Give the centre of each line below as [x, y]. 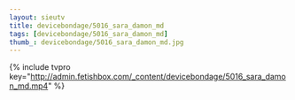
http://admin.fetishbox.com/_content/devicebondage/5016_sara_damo [158, 77]
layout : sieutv [37, 17]
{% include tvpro [40, 67]
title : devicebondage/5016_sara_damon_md [87, 26]
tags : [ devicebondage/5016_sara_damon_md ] [89, 34]
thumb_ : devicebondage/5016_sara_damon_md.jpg [97, 42]
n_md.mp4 [29, 86]
